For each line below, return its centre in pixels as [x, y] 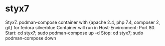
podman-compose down [31, 38]
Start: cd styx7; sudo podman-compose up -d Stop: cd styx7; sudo [74, 33]
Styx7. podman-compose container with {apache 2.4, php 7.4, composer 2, [83, 22]
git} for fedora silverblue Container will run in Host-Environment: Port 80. [80, 27]
